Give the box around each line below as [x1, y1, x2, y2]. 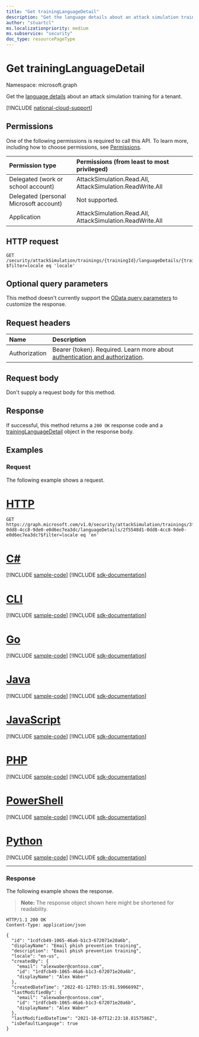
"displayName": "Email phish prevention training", [11, 943, 142, 949]
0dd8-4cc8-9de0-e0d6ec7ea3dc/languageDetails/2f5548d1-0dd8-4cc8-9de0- [6, 527, 187, 533]
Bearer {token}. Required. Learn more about [52, 345, 174, 354]
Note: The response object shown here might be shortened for [20, 899, 175, 907]
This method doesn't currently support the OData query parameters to [6, 295, 178, 302]
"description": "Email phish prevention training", [11, 948, 142, 954]
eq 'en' [80, 532, 99, 538]
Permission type [9, 161, 57, 169]
